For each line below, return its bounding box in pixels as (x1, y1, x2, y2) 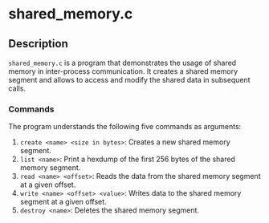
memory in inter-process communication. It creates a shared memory (8, 67, 238, 76)
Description (8, 37, 68, 51)
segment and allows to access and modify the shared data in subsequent (8, 75, 251, 84)
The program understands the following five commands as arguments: (8, 122, 242, 132)
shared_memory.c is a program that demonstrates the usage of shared (8, 58, 237, 67)
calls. (8, 83, 26, 93)
